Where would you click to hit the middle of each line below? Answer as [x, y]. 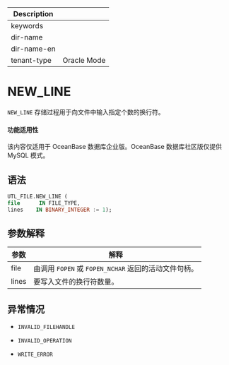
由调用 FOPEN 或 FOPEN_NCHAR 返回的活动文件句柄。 [116, 269]
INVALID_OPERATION [45, 341]
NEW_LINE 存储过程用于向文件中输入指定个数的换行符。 [86, 112]
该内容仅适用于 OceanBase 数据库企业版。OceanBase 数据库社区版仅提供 [115, 147]
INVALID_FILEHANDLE [46, 328]
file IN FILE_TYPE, [44, 203]
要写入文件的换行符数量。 [76, 282]
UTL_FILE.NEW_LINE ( [38, 196]
